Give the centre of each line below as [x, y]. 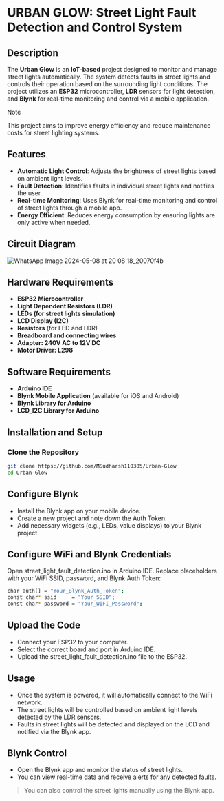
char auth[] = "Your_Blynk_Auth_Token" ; [66, 591]
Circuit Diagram [41, 244]
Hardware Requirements [60, 283]
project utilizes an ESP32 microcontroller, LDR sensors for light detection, [111, 91]
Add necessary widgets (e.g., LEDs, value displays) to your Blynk [109, 525]
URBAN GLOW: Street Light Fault [102, 13]
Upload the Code [44, 625]
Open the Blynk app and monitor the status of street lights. [100, 770]
